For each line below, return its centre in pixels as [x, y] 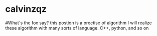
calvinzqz [26, 9]
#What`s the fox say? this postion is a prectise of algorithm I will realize [78, 23]
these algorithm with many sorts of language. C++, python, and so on [77, 28]
